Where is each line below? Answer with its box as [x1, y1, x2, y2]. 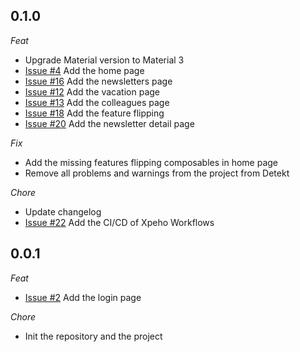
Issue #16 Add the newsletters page [24, 75, 173, 87]
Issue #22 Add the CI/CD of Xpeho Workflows [24, 216, 215, 228]
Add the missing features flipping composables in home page [24, 156, 279, 168]
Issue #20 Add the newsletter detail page [24, 117, 195, 129]
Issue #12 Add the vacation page [24, 85, 160, 98]
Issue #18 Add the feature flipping [24, 107, 165, 119]
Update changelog [24, 205, 102, 218]
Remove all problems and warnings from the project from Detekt [24, 167, 290, 179]
